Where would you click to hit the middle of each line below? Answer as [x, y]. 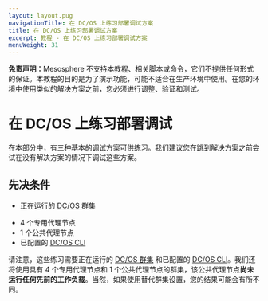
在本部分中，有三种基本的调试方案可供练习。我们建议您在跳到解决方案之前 [130, 147]
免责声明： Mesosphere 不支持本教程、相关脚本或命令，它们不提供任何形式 [131, 69]
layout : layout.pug [41, 16]
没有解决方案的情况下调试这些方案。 [81, 158]
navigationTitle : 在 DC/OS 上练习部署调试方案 [81, 23]
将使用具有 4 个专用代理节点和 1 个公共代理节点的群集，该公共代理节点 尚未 [131, 269]
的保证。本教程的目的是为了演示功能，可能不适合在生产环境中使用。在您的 [130, 79]
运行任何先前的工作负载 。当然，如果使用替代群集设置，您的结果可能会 [124, 279]
